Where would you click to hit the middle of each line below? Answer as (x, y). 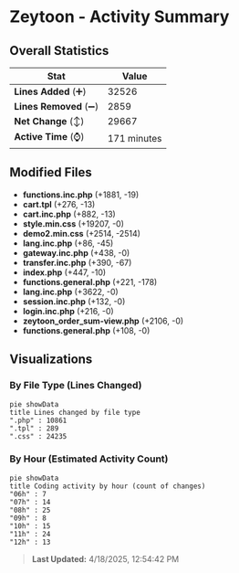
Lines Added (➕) (50, 91)
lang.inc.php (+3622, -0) (70, 292)
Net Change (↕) (49, 121)
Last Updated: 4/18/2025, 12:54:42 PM (105, 558)
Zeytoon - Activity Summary (119, 17)
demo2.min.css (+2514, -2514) (82, 233)
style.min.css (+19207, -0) (73, 223)
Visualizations (51, 360)
